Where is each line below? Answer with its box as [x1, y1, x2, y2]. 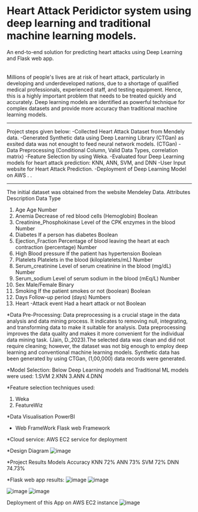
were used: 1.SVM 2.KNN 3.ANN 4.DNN [6, 372, 102, 380]
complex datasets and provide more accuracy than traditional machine [6, 105, 177, 112]
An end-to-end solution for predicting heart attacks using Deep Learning [6, 48, 183, 55]
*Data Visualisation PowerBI [6, 413, 75, 420]
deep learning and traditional [6, 16, 151, 30]
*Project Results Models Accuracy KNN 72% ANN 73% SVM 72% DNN [6, 459, 179, 466]
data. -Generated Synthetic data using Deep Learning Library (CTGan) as [6, 134, 184, 141]
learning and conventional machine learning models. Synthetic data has [6, 349, 180, 356]
